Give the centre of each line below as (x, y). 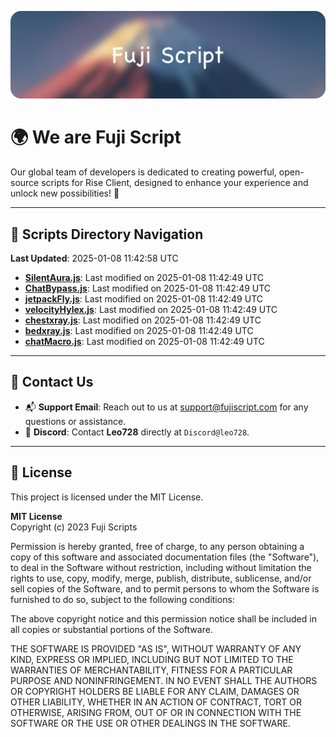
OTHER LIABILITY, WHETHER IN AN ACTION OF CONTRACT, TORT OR (156, 702)
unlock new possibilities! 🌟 (65, 193)
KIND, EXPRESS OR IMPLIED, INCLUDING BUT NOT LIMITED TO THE (152, 659)
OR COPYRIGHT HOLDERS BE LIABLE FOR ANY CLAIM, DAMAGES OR (155, 691)
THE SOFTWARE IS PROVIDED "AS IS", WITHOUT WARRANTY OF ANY (156, 648)
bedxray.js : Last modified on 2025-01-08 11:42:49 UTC (139, 331)
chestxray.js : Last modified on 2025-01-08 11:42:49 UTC (143, 320)
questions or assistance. (75, 421)
